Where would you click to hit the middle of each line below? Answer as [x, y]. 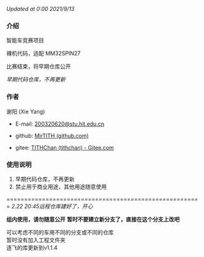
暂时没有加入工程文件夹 [36, 240]
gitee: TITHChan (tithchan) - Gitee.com [65, 147]
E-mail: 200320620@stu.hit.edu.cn [60, 124]
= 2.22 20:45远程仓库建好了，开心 [50, 206]
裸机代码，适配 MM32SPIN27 [43, 53]
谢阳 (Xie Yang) [26, 111]
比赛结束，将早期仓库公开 [39, 66]
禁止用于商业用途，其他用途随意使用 [61, 186]
